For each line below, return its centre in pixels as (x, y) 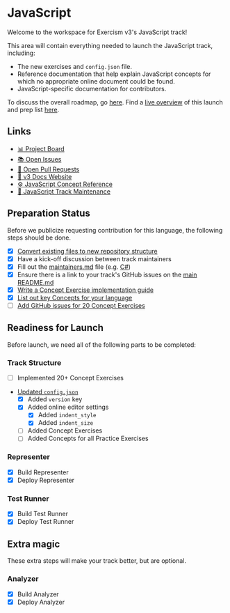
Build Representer (43, 472)
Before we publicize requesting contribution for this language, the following (115, 230)
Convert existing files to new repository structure (87, 251)
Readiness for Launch (56, 328)
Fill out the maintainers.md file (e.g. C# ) (74, 267)
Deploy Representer (46, 480)
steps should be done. (39, 238)
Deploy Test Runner (46, 522)
